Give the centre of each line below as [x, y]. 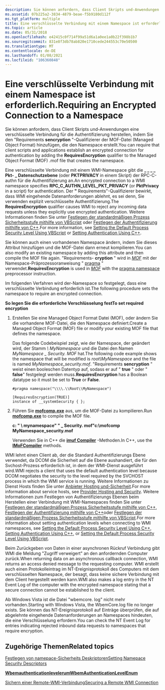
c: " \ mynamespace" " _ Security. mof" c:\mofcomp [66, 425]
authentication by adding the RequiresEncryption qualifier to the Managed [81, 155]
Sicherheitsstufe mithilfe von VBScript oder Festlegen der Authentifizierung [81, 222]
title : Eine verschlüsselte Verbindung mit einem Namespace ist [72, 23]
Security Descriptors [26, 663]
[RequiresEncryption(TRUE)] [41, 397]
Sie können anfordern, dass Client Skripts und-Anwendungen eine [72, 129]
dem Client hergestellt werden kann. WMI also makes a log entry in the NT [80, 580]
